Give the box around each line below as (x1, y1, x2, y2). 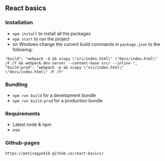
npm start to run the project (12, 36, 70, 42)
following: (12, 46, 33, 52)
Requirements (5, 110, 40, 117)
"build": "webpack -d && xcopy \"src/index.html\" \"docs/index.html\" (5, 56, 157, 61)
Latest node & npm (12, 121, 51, 127)
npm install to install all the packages (12, 30, 91, 37)
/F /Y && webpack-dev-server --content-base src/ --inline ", (5, 60, 137, 66)
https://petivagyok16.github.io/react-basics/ (5, 150, 104, 156)
